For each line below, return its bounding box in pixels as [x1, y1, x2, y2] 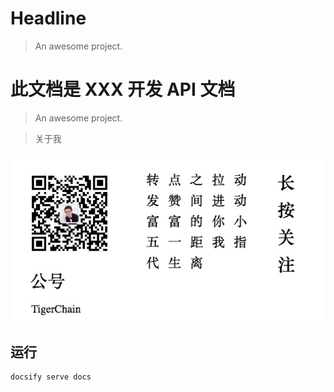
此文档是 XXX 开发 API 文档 [10, 78, 236, 101]
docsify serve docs [10, 372, 92, 382]
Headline [10, 7, 87, 30]
